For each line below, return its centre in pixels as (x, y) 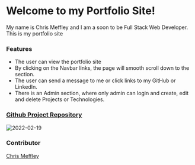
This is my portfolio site (35, 33)
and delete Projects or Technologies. (60, 99)
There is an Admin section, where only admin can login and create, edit (102, 93)
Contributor (23, 143)
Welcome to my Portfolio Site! (81, 11)
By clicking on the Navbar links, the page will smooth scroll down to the (102, 68)
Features (19, 48)
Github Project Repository (44, 115)
